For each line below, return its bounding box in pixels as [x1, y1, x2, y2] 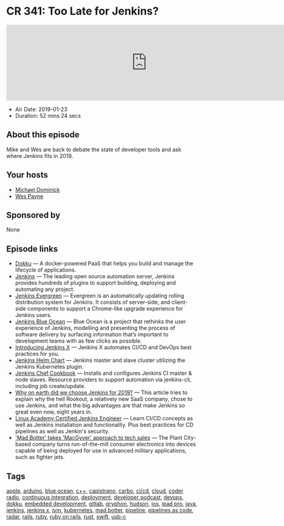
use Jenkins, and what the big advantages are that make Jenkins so [15, 402, 185, 409]
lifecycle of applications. [15, 266, 76, 274]
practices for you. [15, 350, 59, 358]
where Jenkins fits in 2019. [6, 152, 73, 159]
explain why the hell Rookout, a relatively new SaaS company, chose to [15, 395, 193, 403]
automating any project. [15, 285, 75, 293]
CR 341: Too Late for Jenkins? [6, 4, 159, 18]
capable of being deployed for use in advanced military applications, [15, 447, 187, 454]
